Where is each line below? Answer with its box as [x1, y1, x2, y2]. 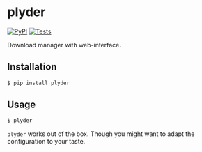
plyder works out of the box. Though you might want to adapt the [7, 130, 195, 138]
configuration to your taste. [7, 137, 86, 146]
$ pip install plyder [7, 79, 70, 86]
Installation [7, 61, 57, 73]
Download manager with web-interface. [7, 40, 122, 49]
